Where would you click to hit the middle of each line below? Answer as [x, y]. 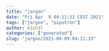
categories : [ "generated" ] [39, 33]
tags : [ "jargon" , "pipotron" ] [43, 22]
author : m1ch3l [25, 28]
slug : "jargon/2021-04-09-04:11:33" [51, 39]
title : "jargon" [26, 11]
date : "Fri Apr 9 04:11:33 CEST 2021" [55, 17]
